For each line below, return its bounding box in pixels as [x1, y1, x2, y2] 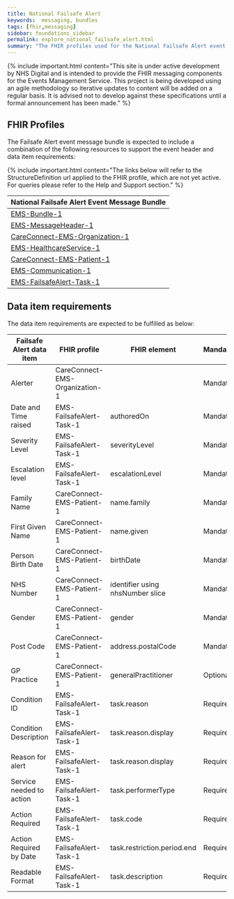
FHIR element [130, 345, 176, 354]
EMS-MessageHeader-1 [10, 220, 94, 230]
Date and [10, 402, 40, 412]
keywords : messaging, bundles [7, 17, 98, 24]
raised [10, 420, 31, 430]
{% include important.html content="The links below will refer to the [7, 165, 203, 174]
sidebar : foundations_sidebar [7, 29, 95, 37]
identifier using [110, 580, 159, 589]
